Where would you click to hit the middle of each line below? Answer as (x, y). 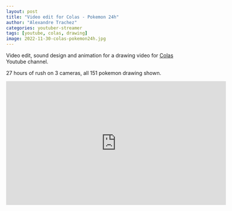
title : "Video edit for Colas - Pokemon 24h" (62, 17)
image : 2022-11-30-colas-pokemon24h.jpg (56, 39)
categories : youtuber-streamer (44, 28)
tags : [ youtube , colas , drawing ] (47, 33)
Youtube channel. (27, 62)
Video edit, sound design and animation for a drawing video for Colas (90, 55)
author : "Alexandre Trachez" (42, 22)
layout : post (22, 11)
